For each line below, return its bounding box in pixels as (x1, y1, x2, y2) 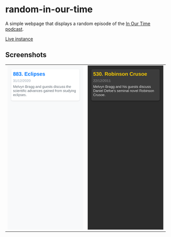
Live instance (5, 36, 33, 42)
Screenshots (5, 51, 47, 59)
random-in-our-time (5, 4, 93, 15)
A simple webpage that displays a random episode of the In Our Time (5, 20, 151, 27)
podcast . (5, 26, 24, 32)
